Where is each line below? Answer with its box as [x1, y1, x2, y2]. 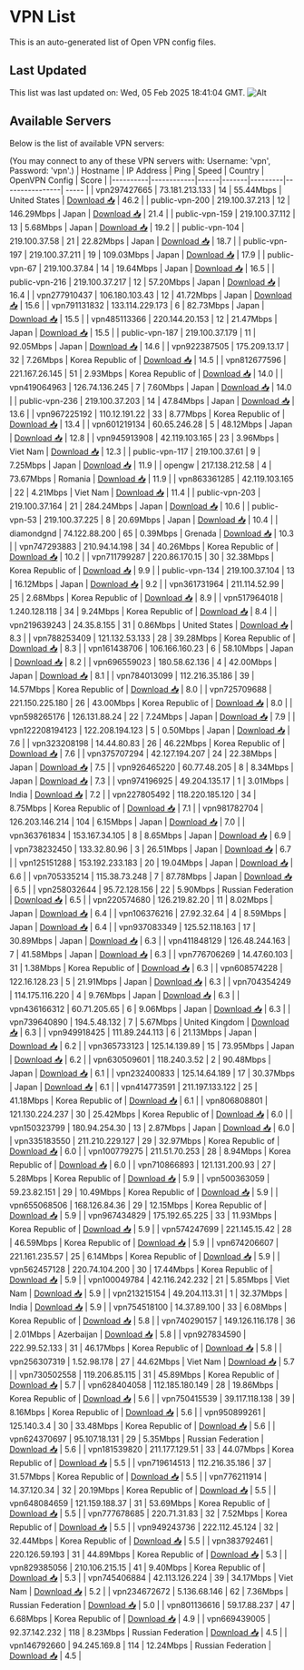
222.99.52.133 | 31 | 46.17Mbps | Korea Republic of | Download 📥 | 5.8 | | [9, 1342, 283, 1353]
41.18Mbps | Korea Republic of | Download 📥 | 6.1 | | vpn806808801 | [9, 1095, 268, 1106]
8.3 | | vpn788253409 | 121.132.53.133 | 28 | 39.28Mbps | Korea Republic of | [9, 633, 296, 643]
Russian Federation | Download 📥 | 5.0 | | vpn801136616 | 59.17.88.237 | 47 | [9, 1599, 295, 1610]
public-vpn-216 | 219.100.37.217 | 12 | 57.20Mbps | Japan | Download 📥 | [9, 276, 281, 288]
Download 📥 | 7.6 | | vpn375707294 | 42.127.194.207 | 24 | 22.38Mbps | [9, 748, 278, 759]
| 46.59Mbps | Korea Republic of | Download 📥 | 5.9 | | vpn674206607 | [9, 1237, 279, 1248]
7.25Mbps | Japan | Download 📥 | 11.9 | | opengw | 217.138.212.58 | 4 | [9, 460, 272, 471]
